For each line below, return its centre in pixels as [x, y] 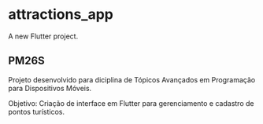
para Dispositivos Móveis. [50, 88]
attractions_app [61, 15]
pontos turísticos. [37, 111]
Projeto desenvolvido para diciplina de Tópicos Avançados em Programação [132, 79]
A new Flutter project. [43, 36]
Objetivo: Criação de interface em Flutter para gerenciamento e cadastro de [131, 103]
